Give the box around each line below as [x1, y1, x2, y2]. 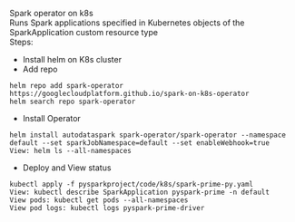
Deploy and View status [22, 162, 112, 173]
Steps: [9, 36, 34, 47]
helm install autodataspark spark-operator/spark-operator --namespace [9, 130, 286, 140]
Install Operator [22, 113, 82, 123]
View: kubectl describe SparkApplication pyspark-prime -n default [9, 188, 270, 197]
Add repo [22, 63, 58, 74]
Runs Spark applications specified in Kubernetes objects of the [9, 17, 245, 28]
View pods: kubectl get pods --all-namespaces [9, 196, 189, 205]
